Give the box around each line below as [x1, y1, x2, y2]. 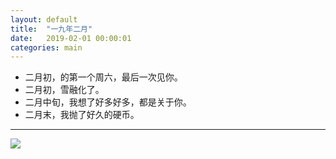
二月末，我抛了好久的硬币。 [24, 109, 140, 121]
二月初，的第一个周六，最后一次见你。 [24, 71, 183, 83]
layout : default [10, 14, 78, 25]
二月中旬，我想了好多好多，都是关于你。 [24, 96, 192, 108]
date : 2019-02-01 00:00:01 [10, 33, 132, 43]
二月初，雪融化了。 [24, 84, 105, 96]
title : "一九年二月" [10, 24, 93, 34]
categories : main [10, 42, 83, 53]
